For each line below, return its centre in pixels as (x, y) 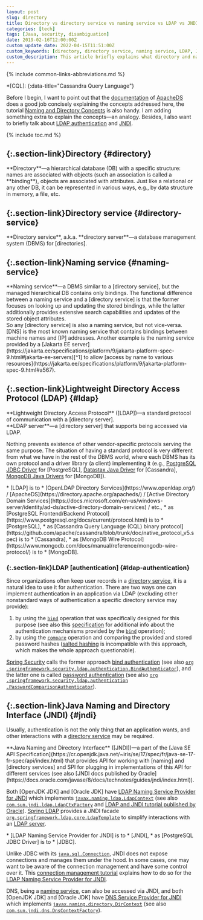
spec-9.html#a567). (31, 370)
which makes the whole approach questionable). (76, 650)
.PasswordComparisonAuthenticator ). (51, 687)
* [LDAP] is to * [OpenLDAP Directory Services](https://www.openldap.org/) (101, 488)
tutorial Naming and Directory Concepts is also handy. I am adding (89, 110)
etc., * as (163, 507)
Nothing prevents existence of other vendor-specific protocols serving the (99, 444)
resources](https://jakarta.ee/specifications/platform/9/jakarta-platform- (97, 364)
